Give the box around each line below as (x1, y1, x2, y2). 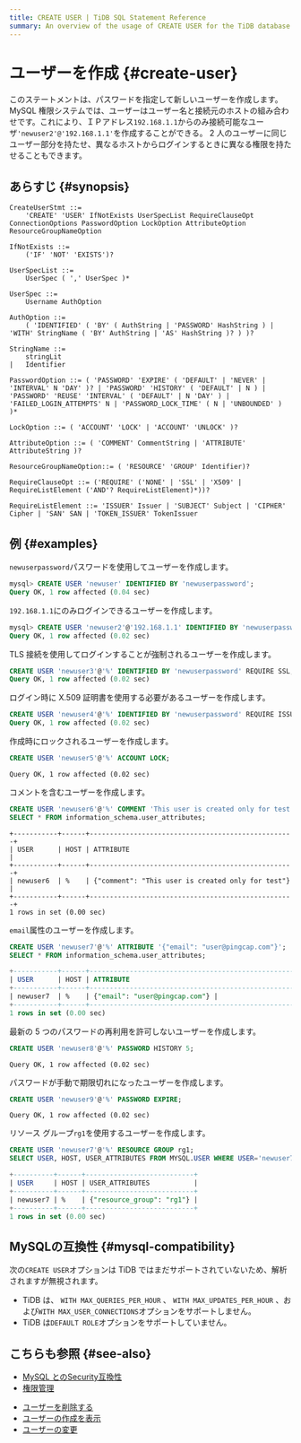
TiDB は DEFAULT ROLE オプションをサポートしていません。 (21, 1317, 232, 1328)
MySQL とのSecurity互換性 (21, 1371, 123, 1382)
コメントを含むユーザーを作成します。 (9, 787, 150, 797)
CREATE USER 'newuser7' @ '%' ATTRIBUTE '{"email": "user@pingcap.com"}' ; (9, 943, 287, 952)
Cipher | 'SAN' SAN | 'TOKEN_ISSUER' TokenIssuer (9, 509, 199, 518)
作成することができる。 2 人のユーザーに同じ (120, 127, 288, 139)
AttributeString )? (9, 447, 82, 456)
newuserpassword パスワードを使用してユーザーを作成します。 (9, 561, 234, 572)
